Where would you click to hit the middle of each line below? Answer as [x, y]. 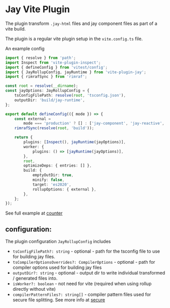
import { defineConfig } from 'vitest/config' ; [57, 67]
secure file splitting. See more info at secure [59, 300]
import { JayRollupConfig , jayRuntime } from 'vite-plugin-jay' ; [76, 72]
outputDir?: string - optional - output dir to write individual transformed [89, 273]
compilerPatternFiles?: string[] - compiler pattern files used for [82, 295]
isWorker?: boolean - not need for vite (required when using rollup [82, 284]
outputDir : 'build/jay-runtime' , [50, 100]
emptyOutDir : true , [53, 175]
